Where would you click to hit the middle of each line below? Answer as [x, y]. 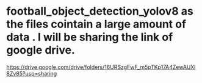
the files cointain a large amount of [96, 24]
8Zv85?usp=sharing [32, 73]
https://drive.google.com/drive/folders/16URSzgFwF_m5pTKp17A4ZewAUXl [101, 67]
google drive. [41, 50]
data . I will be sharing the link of [90, 37]
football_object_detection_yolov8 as [100, 11]
